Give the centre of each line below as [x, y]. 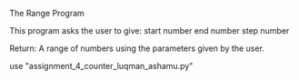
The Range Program [47, 13]
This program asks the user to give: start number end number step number [149, 30]
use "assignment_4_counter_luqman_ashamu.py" [101, 66]
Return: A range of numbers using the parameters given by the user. [137, 48]
